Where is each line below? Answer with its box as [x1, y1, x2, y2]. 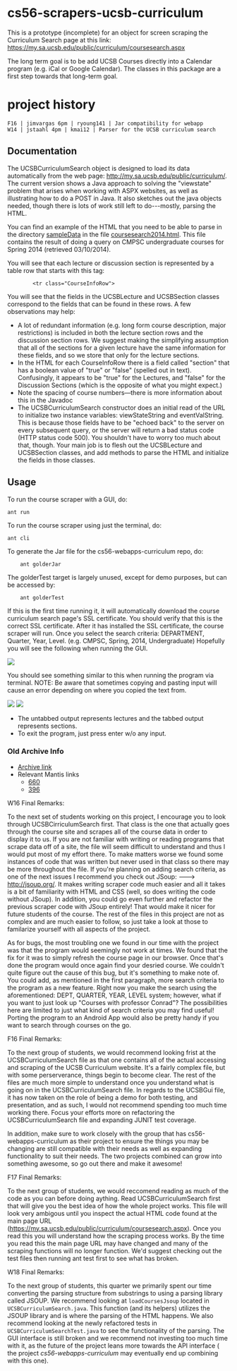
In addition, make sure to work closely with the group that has [7, 1129, 187, 1138]
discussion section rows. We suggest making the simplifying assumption [17, 336, 229, 344]
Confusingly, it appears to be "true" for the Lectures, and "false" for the [17, 373, 226, 382]
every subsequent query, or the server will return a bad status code [17, 425, 214, 434]
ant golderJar [20, 561, 61, 568]
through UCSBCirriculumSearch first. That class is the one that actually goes [7, 819, 230, 828]
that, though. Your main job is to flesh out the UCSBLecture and [17, 441, 202, 449]
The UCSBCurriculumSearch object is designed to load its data [7, 164, 190, 172]
